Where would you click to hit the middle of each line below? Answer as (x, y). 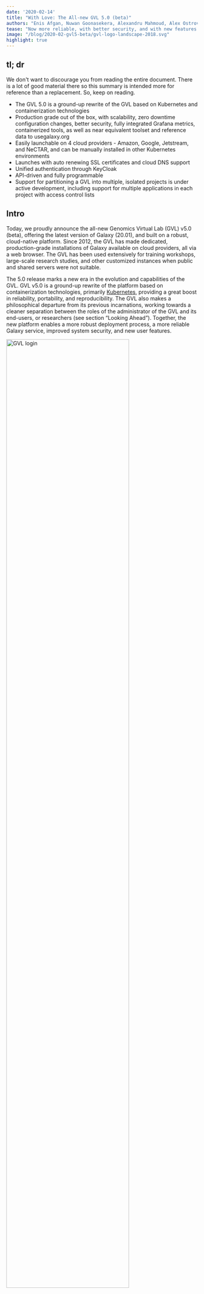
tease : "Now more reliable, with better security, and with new (89, 29)
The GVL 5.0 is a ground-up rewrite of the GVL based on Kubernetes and (106, 104)
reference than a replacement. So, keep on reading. (71, 92)
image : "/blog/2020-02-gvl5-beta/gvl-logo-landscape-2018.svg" (88, 35)
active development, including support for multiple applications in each (104, 188)
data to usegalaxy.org (42, 136)
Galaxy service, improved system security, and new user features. (89, 330)
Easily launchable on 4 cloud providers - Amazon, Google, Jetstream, (102, 143)
